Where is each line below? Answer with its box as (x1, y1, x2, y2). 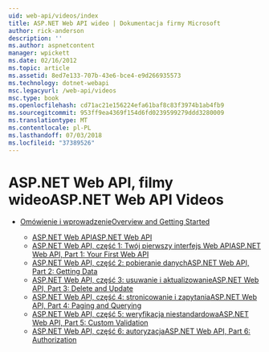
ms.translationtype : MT (8, 117, 88, 125)
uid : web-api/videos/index (8, 11, 99, 20)
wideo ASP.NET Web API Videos (8, 190, 224, 209)
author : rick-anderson (8, 27, 84, 35)
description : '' (8, 34, 63, 43)
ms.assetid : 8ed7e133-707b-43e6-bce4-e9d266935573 (8, 72, 181, 80)
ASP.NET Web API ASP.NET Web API (31, 232, 153, 242)
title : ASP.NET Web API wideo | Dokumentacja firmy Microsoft (8, 19, 221, 27)
